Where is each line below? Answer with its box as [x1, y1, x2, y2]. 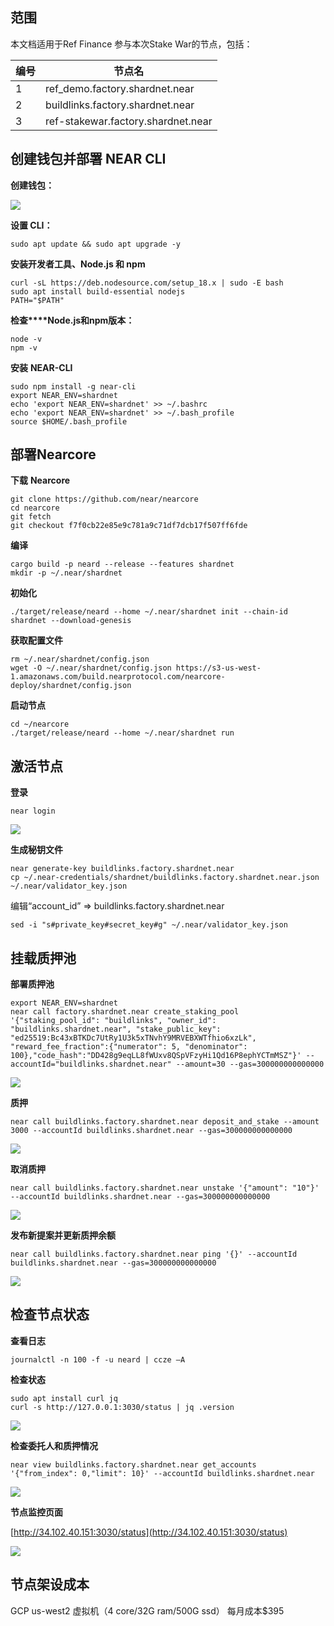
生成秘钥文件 [10, 844, 63, 856]
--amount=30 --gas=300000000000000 [175, 1059, 325, 1070]
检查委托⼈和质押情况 [10, 1439, 98, 1452]
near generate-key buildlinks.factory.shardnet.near [10, 864, 235, 874]
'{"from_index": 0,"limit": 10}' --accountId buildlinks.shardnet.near [10, 1468, 315, 1478]
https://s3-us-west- [175, 663, 262, 673]
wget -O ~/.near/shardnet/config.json [10, 663, 172, 673]
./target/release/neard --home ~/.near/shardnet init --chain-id [10, 607, 288, 617]
